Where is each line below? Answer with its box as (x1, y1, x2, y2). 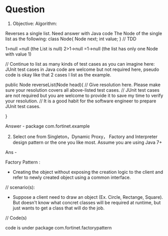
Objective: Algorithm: (12, 20, 58, 27)
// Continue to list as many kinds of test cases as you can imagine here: (5, 61, 155, 67)
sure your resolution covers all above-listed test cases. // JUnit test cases (5, 87, 160, 93)
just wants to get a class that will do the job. (12, 205, 105, 211)
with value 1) (5, 51, 32, 57)
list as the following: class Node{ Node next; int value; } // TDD (5, 36, 136, 42)
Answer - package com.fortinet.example (5, 123, 90, 129)
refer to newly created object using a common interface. (12, 174, 131, 180)
